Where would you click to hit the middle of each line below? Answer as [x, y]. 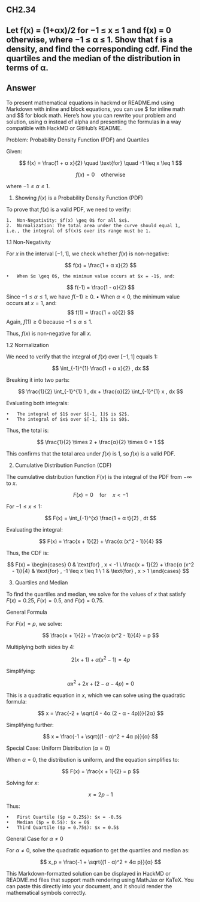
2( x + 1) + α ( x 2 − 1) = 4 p [101, 659]
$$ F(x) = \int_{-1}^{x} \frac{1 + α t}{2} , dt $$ [101, 518]
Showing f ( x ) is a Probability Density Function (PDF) [79, 198]
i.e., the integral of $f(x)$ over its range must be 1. [79, 231]
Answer [21, 88]
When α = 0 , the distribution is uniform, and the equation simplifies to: [93, 759]
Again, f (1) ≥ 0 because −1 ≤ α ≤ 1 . [49, 322]
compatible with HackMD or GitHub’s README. [64, 128]
